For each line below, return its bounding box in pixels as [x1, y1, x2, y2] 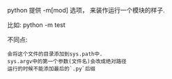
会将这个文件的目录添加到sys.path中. [7, 51, 103, 58]
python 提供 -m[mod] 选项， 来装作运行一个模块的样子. [7, 6, 165, 14]
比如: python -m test [7, 21, 66, 29]
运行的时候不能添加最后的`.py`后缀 [7, 65, 96, 72]
